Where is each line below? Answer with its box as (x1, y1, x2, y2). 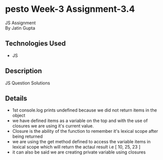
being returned (12, 133, 43, 139)
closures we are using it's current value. (12, 123, 94, 129)
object (12, 113, 26, 119)
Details (5, 94, 27, 102)
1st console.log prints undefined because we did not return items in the (12, 107, 157, 113)
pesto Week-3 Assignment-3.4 (5, 3, 135, 15)
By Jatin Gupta (5, 25, 36, 31)
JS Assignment (5, 20, 36, 26)
